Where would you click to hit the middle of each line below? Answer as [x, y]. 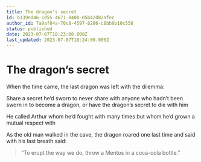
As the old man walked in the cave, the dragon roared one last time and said [101, 134]
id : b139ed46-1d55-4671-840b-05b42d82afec [60, 18]
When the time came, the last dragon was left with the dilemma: [85, 86]
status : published [29, 29]
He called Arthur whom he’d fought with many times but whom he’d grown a [101, 116]
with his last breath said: [37, 141]
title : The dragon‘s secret [42, 12]
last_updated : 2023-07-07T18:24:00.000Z [58, 40]
